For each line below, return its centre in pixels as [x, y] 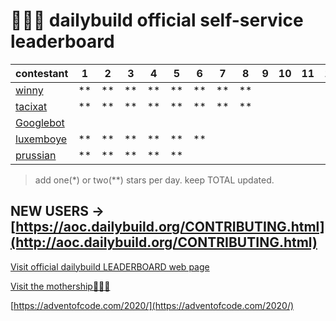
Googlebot [40, 122]
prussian [36, 155]
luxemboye [41, 139]
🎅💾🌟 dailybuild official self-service [157, 20]
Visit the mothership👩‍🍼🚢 [60, 286]
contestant [42, 73]
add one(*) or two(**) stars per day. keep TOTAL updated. [154, 180]
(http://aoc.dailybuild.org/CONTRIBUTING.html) [164, 242]
